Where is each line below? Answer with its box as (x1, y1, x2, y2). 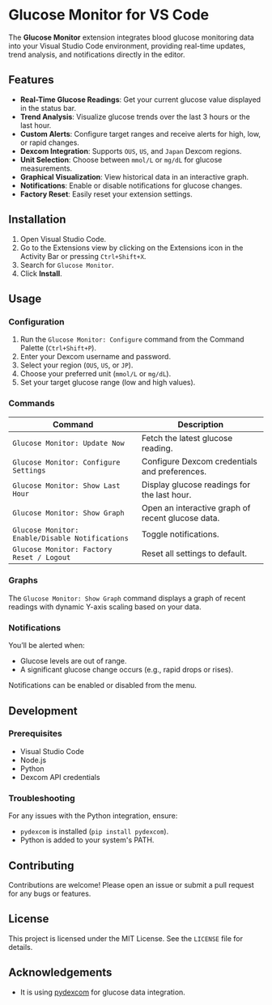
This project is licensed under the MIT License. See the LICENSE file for (8, 933, 243, 944)
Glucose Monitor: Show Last (12, 481, 121, 490)
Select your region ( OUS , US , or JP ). (19, 360, 134, 370)
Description (177, 418, 224, 430)
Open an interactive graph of (141, 502, 251, 513)
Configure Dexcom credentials (141, 456, 257, 467)
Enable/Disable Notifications (12, 533, 130, 543)
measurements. (19, 163, 73, 173)
